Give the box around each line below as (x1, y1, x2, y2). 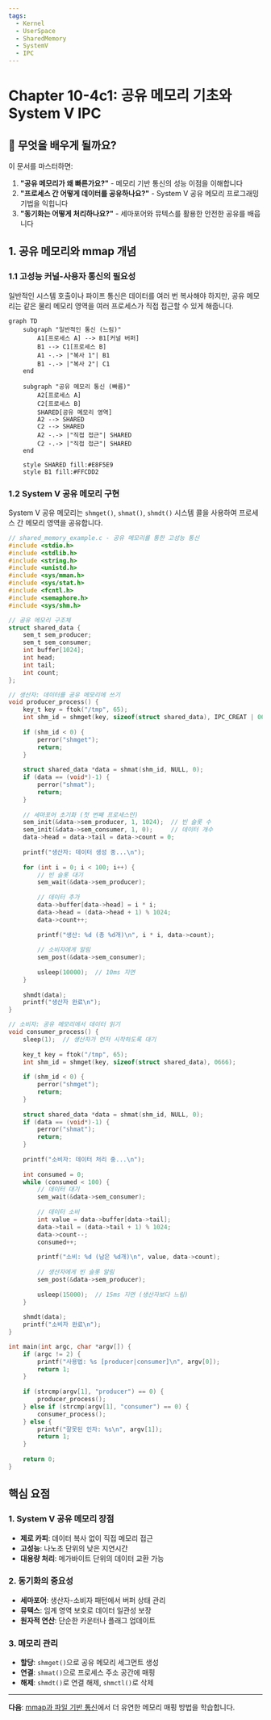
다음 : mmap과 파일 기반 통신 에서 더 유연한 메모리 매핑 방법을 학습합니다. (8, 1702, 236, 1712)
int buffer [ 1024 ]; (23, 647, 85, 655)
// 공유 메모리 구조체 (8, 616, 71, 624)
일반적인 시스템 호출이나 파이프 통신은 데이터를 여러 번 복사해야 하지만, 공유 (8, 291, 245, 300)
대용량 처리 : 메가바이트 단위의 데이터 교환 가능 (19, 1553, 165, 1563)
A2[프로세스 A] (37, 391, 81, 400)
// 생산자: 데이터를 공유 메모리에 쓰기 (8, 691, 121, 699)
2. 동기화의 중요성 (8, 1576, 74, 1587)
